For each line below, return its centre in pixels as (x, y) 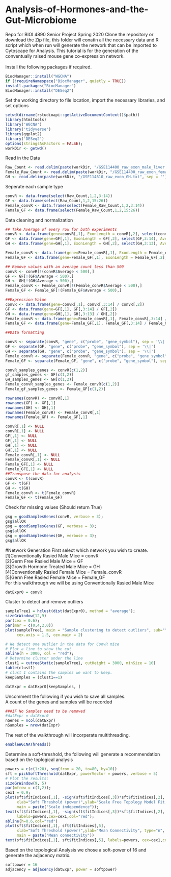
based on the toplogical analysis (39, 760)
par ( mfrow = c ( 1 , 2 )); (28, 788)
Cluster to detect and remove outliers (44, 602)
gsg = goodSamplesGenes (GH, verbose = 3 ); (51, 535)
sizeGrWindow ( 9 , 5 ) (26, 783)
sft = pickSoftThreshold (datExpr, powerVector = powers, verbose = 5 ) (82, 774)
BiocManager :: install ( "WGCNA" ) (38, 76)
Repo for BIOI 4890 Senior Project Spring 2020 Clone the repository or (79, 34)
